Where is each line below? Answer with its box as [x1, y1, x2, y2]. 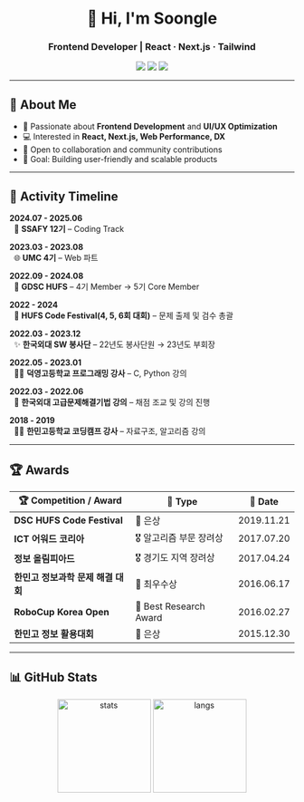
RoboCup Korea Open [14, 605, 110, 618]
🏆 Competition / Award [17, 494, 122, 507]
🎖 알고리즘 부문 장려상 [135, 531, 223, 544]
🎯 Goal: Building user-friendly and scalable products [22, 154, 218, 165]
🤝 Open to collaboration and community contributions [22, 144, 223, 155]
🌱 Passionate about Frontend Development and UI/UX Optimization [22, 121, 278, 132]
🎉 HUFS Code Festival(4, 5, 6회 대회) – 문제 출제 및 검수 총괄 [13, 310, 233, 321]
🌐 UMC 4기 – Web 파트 [13, 253, 99, 264]
